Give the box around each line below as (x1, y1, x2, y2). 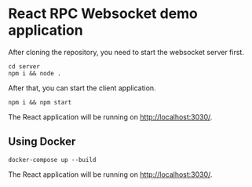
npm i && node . (8, 69, 61, 77)
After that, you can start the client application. (8, 83, 156, 93)
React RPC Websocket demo (8, 5, 199, 23)
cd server (8, 62, 41, 71)
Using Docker (8, 135, 76, 148)
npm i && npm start (8, 98, 72, 106)
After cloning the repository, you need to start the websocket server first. (8, 47, 245, 57)
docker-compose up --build (8, 156, 97, 163)
